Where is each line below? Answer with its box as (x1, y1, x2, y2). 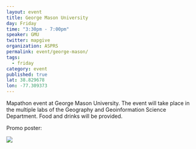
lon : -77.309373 (6, 83, 47, 89)
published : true (6, 71, 47, 78)
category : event (6, 65, 47, 72)
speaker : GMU (6, 32, 40, 38)
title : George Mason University (6, 15, 88, 21)
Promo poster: (6, 125, 43, 131)
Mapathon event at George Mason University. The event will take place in (6, 100, 190, 107)
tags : (6, 54, 20, 60)
